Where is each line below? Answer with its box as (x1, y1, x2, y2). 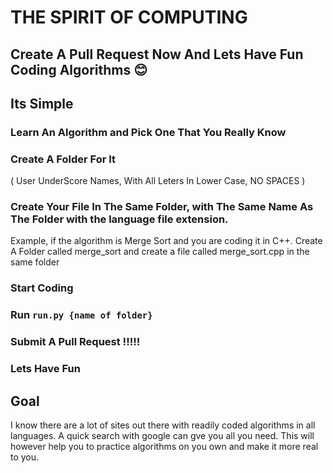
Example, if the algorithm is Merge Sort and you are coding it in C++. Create (10, 235, 323, 247)
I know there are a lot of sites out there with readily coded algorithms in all (10, 419, 316, 431)
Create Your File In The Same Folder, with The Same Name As (10, 200, 314, 214)
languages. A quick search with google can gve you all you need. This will (10, 429, 315, 441)
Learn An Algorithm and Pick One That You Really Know (10, 125, 287, 139)
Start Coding (10, 281, 74, 295)
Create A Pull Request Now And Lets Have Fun (10, 46, 304, 63)
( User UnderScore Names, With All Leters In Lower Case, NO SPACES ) (10, 175, 306, 187)
